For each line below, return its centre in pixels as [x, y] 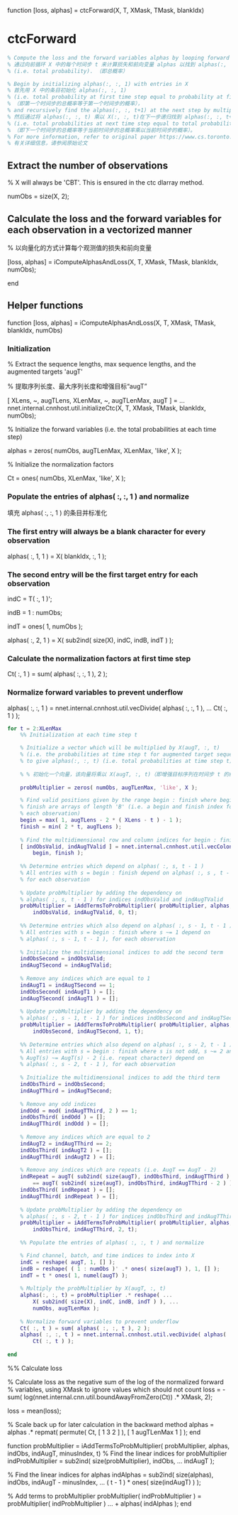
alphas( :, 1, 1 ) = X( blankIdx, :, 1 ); [57, 556]
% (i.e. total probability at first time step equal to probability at [115, 97]
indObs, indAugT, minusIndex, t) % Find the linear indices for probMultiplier [117, 1453]
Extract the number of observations [88, 165]
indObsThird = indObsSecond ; [63, 1085]
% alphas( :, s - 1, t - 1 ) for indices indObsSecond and [109, 1019]
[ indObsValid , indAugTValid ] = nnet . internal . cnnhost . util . [114, 847]
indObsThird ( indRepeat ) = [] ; [68, 1190]
